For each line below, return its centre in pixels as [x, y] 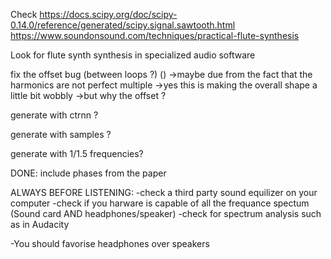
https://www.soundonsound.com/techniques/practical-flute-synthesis [155, 35]
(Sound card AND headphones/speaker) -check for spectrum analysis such [166, 213]
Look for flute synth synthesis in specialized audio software [133, 55]
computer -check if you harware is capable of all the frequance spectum [160, 203]
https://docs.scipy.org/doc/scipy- [108, 14]
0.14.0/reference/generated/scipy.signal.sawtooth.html [123, 25]
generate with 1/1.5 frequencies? [77, 153]
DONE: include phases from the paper [88, 173]
